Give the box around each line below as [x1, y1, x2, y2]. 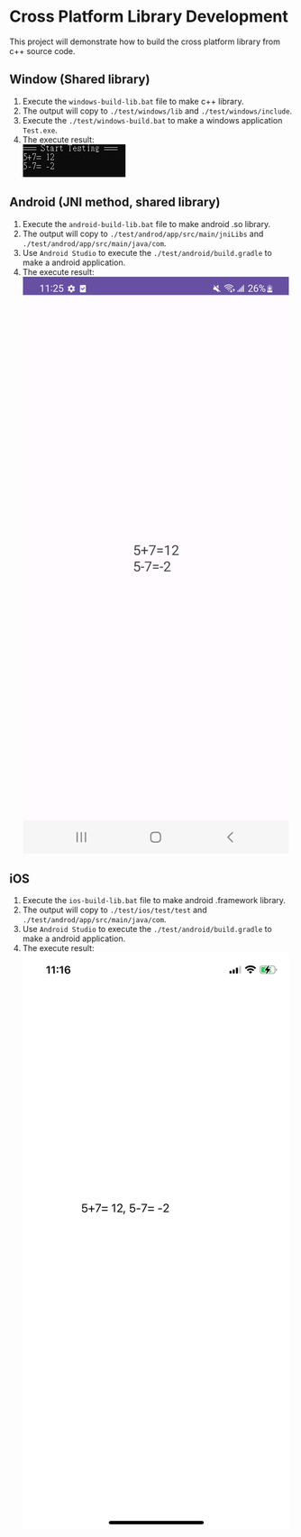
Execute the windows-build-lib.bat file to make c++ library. [22, 96, 244, 106]
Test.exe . [22, 124, 59, 135]
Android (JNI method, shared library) [9, 195, 221, 210]
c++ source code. [9, 45, 76, 56]
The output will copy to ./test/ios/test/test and [22, 904, 207, 916]
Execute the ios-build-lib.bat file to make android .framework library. [22, 895, 287, 906]
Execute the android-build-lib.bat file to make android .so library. [22, 218, 271, 229]
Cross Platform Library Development [9, 6, 288, 27]
